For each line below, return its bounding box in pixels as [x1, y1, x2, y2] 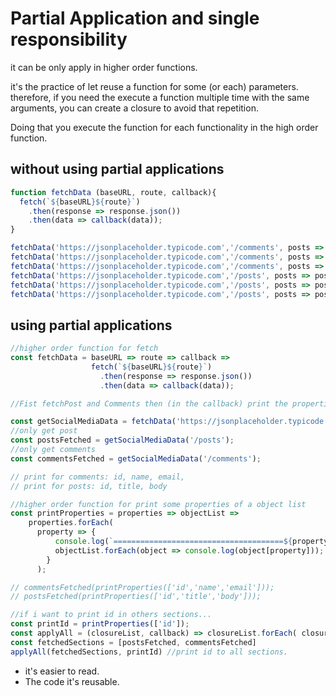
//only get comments [10, 445, 97, 455]
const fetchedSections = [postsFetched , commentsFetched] [10, 637, 257, 647]
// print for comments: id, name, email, [10, 472, 186, 482]
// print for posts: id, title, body [10, 481, 168, 491]
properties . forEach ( [28, 518, 114, 528]
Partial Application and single [10, 7, 260, 30]
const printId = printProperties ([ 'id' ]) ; [10, 619, 190, 629]
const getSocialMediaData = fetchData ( [10, 417, 177, 427]
